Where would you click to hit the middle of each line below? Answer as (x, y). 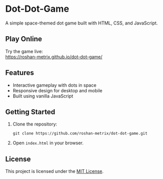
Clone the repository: (35, 124)
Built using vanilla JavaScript (43, 96)
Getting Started (30, 112)
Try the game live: (24, 51)
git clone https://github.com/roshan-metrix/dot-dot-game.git (80, 134)
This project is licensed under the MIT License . (55, 171)
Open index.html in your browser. (48, 143)
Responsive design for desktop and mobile (58, 90)
